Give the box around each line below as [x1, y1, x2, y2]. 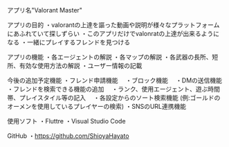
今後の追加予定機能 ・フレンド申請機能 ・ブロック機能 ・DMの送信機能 [7, 76, 223, 85]
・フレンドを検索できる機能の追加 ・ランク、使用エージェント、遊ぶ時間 [7, 85, 220, 93]
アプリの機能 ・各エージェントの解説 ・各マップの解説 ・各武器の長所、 [7, 53, 212, 61]
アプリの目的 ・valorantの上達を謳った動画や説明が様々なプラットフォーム [7, 21, 220, 29]
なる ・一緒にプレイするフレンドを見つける [7, 38, 130, 46]
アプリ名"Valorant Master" [7, 6, 83, 14]
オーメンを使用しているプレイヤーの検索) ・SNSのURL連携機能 [7, 103, 187, 110]
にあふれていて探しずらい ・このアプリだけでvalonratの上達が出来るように [7, 30, 220, 37]
